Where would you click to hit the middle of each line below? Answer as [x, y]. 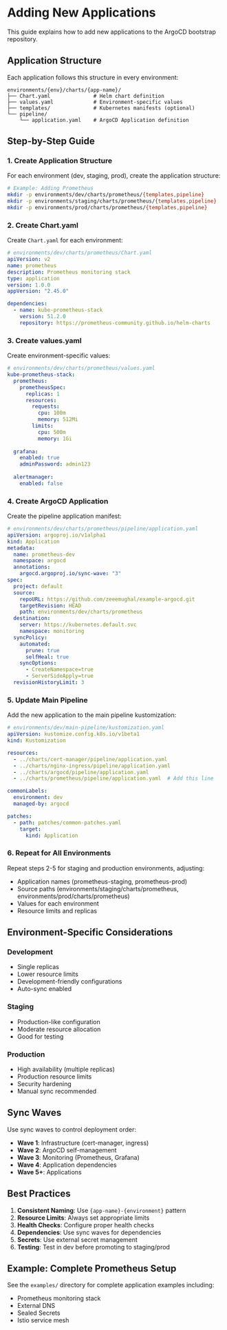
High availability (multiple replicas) [66, 1069]
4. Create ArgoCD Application [58, 501]
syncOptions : [38, 663]
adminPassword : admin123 [55, 464]
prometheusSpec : [43, 387]
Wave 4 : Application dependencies [67, 1165]
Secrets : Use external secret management [77, 1239]
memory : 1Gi [55, 439]
